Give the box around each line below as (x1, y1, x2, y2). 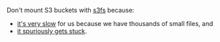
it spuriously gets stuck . (16, 27, 87, 35)
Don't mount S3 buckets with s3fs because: (6, 6, 135, 14)
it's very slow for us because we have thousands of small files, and (16, 20, 214, 27)
